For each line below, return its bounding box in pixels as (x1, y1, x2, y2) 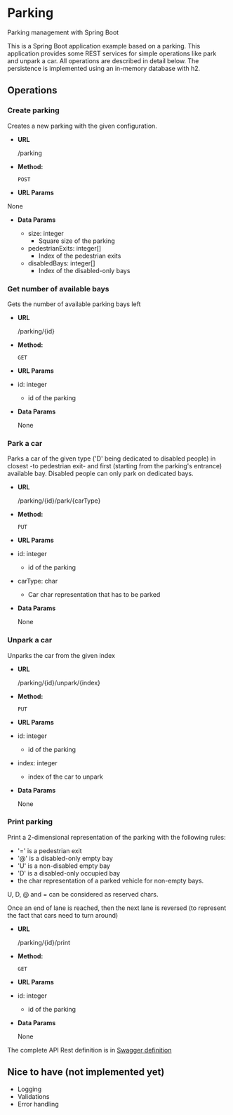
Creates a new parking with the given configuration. (7, 121, 158, 130)
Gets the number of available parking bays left (7, 300, 141, 308)
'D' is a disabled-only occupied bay (17, 869, 121, 877)
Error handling (17, 1100, 59, 1108)
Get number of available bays (7, 284, 109, 293)
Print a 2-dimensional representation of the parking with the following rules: (7, 833, 226, 841)
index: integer (17, 758, 58, 767)
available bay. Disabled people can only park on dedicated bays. (7, 469, 194, 478)
